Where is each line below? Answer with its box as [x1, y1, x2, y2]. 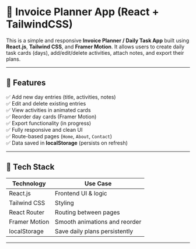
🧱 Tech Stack [6, 162, 55, 172]
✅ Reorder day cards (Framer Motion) [6, 113, 97, 120]
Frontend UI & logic [54, 189, 107, 197]
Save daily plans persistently [54, 227, 133, 235]
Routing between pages [54, 208, 120, 216]
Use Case [84, 179, 112, 187]
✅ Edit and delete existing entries [6, 100, 86, 107]
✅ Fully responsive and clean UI [6, 126, 83, 133]
